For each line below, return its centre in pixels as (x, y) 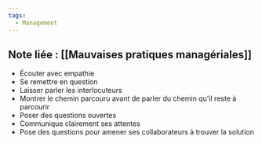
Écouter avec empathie (57, 74)
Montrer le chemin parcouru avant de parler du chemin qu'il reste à (128, 98)
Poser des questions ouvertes (68, 116)
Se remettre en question (58, 82)
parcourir (35, 107)
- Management (36, 23)
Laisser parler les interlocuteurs (71, 90)
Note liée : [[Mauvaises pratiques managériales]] (130, 55)
